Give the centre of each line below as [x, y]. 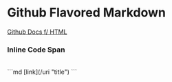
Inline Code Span [36, 50]
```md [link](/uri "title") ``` [42, 72]
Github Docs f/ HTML [37, 32]
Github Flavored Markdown [87, 13]
